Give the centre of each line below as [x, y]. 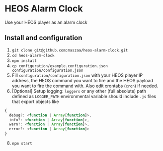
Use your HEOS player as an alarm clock [46, 22]
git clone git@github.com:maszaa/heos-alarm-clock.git [70, 50]
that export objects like [35, 101]
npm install [24, 61]
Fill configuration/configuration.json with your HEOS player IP [77, 75]
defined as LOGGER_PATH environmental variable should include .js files [84, 96]
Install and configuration [43, 38]
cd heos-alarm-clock [33, 55]
